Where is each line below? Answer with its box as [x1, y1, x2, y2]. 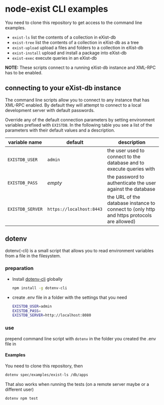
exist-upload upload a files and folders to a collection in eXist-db [12, 45, 143, 50]
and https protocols [107, 212, 152, 219]
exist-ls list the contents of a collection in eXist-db [12, 34, 116, 40]
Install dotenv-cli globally [12, 276, 63, 282]
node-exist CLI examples [5, 3, 108, 15]
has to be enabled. [5, 69, 42, 75]
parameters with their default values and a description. [5, 127, 115, 133]
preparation [5, 265, 34, 272]
